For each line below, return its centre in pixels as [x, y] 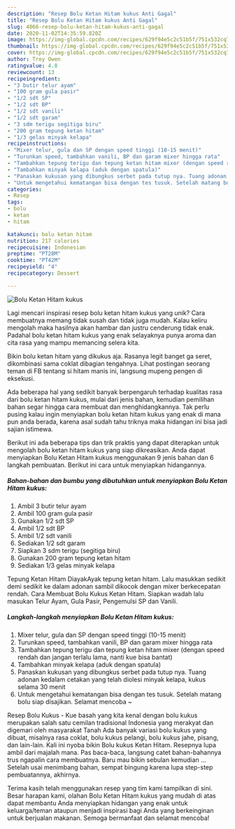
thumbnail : [23, 46]
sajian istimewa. [30, 429]
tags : [15, 202]
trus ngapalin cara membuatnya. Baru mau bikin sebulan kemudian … [107, 760]
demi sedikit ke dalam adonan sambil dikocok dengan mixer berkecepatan [114, 586]
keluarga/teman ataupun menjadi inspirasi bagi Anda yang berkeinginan [111, 810]
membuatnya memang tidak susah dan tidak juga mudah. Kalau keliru [107, 320]
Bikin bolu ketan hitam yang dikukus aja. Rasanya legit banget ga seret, [109, 356]
